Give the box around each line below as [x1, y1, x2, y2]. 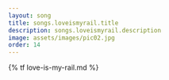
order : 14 [8, 41, 41, 49]
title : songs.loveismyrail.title [8, 19, 119, 27]
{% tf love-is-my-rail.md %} [8, 63, 99, 72]
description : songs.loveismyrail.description [8, 26, 161, 34]
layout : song [8, 11, 52, 20]
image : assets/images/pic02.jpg [8, 33, 115, 42]
